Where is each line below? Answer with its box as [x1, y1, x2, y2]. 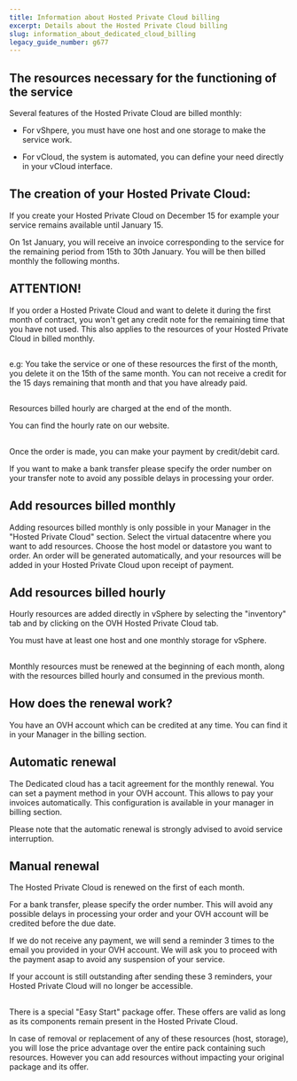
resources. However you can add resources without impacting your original [9, 1052, 285, 1062]
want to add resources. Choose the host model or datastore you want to [9, 540, 272, 551]
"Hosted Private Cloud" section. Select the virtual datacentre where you [9, 531, 272, 541]
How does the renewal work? [9, 696, 173, 712]
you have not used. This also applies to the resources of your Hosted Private [9, 323, 289, 334]
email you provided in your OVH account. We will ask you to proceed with [9, 945, 277, 955]
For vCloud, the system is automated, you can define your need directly [21, 152, 284, 162]
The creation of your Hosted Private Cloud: [9, 187, 251, 202]
